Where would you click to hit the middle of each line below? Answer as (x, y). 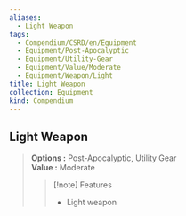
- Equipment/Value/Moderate (69, 68)
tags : (19, 34)
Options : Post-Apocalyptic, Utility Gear (104, 158)
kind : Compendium (41, 100)
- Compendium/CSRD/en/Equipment (77, 42)
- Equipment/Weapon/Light (65, 76)
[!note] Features (83, 185)
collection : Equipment (51, 92)
